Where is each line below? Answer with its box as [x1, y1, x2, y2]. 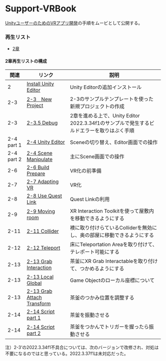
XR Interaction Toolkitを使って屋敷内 [70, 207, 154, 214]
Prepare [26, 170, 45, 177]
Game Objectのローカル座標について [70, 277, 155, 284]
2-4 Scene [26, 150, 53, 156]
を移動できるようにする [70, 215, 124, 222]
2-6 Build [26, 164, 49, 171]
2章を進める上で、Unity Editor [70, 112, 140, 119]
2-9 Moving [26, 208, 55, 215]
